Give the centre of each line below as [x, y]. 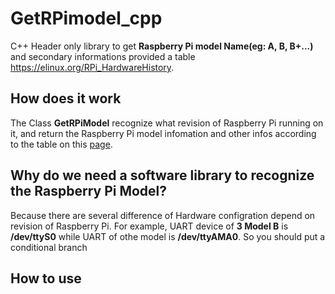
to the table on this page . [61, 144]
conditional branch [49, 247]
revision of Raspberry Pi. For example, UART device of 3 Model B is [149, 226]
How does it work [66, 98]
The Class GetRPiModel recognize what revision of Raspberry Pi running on [167, 123]
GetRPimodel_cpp [86, 18]
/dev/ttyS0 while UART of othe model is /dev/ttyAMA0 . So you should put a [168, 236]
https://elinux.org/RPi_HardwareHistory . [92, 67]
